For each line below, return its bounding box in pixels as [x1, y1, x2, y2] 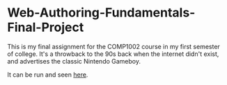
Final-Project [7, 19, 84, 35]
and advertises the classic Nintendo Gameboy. [7, 57, 141, 65]
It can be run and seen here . [7, 70, 88, 79]
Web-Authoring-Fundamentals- [7, 5, 196, 21]
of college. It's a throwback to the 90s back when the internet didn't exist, [7, 50, 219, 58]
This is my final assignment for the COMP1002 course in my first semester [7, 42, 221, 50]
